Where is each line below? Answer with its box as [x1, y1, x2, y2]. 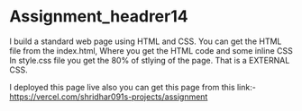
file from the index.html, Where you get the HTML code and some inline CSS [9, 45, 293, 55]
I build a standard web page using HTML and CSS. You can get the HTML [9, 36, 282, 47]
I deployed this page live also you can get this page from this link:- [9, 81, 257, 92]
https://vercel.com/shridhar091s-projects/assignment [9, 91, 208, 102]
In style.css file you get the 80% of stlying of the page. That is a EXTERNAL [9, 55, 290, 65]
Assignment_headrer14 [9, 6, 188, 27]
